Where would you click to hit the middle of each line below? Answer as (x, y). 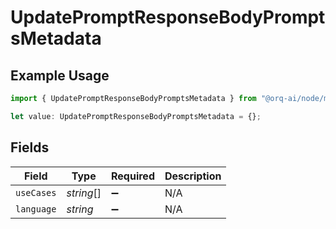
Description (193, 176)
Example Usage (60, 75)
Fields (30, 147)
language (36, 209)
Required (133, 176)
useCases (36, 192)
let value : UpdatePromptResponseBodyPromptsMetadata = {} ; (136, 116)
